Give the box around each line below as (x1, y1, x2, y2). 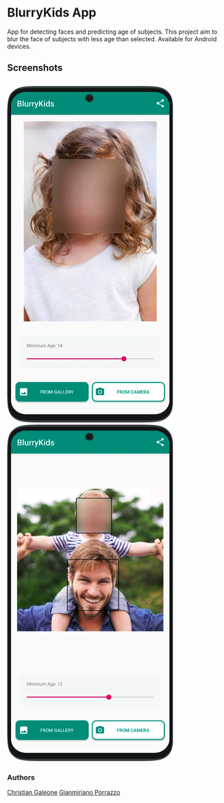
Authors (7, 772, 36, 782)
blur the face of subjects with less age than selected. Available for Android (7, 34, 217, 43)
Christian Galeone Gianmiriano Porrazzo (7, 789, 121, 797)
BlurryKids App (7, 5, 97, 21)
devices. (7, 42, 32, 50)
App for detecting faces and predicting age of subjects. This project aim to (7, 27, 218, 36)
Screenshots (7, 62, 63, 74)
